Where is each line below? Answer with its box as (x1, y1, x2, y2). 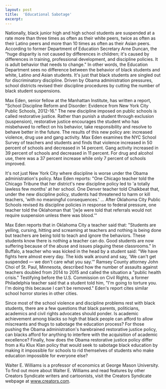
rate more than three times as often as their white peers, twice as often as (5, 35, 156, 41)
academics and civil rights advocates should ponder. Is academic (5, 311, 139, 317)
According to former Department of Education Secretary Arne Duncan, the (5, 46, 157, 52)
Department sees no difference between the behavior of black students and (5, 67, 160, 73)
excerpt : (5, 16, 23, 21)
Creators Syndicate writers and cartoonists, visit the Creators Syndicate (5, 373, 152, 379)
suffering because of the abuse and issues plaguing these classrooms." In (5, 243, 156, 249)
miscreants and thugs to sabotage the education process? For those (5, 321, 145, 327)
